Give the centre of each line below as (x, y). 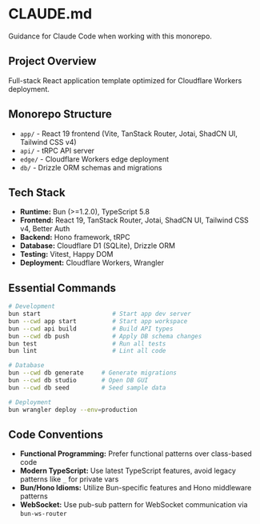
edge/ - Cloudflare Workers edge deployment (94, 159)
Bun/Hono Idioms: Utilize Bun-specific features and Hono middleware (136, 488)
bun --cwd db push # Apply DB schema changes (105, 336)
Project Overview (52, 61)
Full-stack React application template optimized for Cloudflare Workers (125, 80)
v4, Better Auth (45, 229)
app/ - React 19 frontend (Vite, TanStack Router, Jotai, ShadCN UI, (129, 134)
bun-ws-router (43, 514)
